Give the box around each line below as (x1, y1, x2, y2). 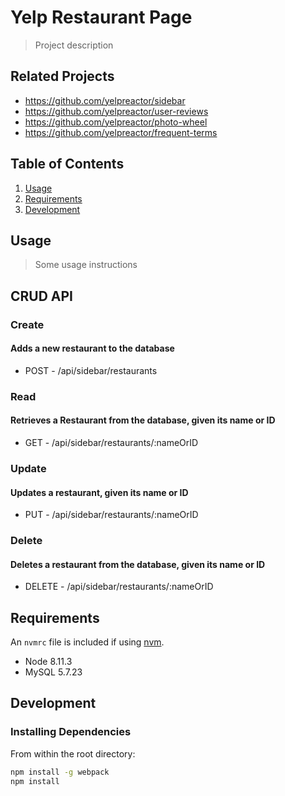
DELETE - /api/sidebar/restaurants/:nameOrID (24, 581, 214, 593)
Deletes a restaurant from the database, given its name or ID (10, 558, 266, 570)
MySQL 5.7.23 (24, 666, 83, 678)
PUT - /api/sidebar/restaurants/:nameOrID (24, 509, 199, 521)
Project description (34, 39, 114, 51)
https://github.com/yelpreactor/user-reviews (24, 105, 209, 117)
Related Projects (10, 68, 115, 85)
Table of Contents (10, 156, 125, 173)
